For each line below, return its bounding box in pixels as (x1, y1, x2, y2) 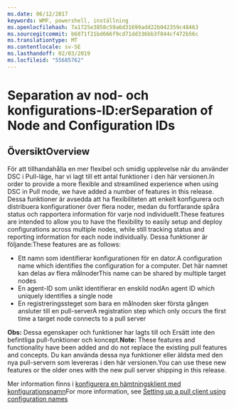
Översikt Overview (7, 146, 90, 158)
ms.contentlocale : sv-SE (7, 43, 81, 50)
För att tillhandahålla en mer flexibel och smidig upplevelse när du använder (7, 164, 229, 173)
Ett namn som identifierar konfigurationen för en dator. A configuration (17, 254, 222, 262)
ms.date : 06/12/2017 (7, 10, 69, 18)
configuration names (7, 394, 68, 403)
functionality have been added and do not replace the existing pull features (7, 342, 227, 352)
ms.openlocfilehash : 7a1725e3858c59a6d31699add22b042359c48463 (7, 23, 199, 31)
